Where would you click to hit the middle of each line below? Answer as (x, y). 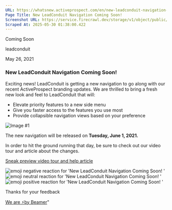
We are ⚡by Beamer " (27, 202)
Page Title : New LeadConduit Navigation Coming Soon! (64, 15)
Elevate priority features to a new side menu (59, 104)
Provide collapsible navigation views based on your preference (79, 115)
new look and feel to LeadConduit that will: (50, 94)
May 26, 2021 (20, 59)
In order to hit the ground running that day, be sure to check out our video (83, 145)
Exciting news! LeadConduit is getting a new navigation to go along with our (85, 83)
